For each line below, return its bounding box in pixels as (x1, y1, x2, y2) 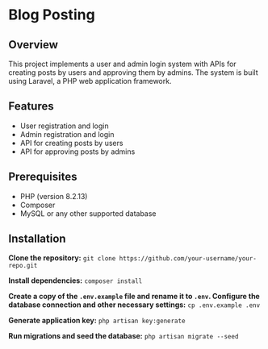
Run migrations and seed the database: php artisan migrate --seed (8, 331, 239, 341)
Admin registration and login (19, 129, 115, 139)
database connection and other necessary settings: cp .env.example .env (8, 300, 261, 310)
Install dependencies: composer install (8, 276, 143, 285)
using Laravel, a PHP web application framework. (8, 77, 172, 85)
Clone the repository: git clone (8, 253, 116, 263)
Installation (8, 232, 66, 246)
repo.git (8, 262, 38, 270)
